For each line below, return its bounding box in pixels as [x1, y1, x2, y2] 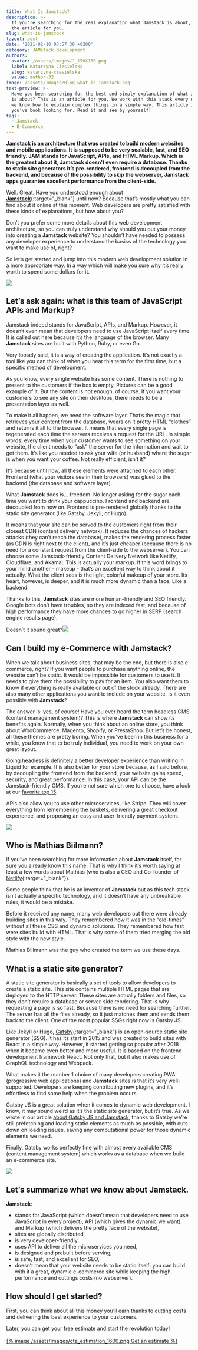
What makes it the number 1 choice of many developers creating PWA [6, 1071, 176, 1078]
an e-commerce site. [6, 1157, 57, 1164]
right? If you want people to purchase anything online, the [35, 665, 176, 672]
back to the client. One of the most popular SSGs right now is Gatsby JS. [6, 1017, 183, 1024]
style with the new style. [6, 935, 65, 942]
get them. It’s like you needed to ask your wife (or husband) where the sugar [6, 449, 192, 456]
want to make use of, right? [6, 244, 72, 251]
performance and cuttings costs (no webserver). [14, 1275, 133, 1282]
